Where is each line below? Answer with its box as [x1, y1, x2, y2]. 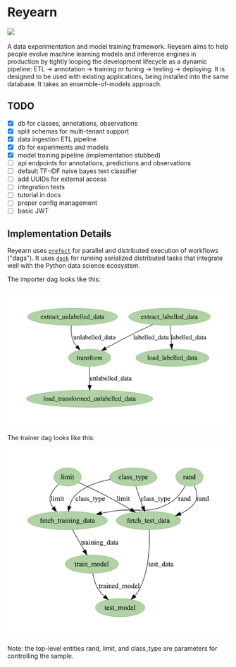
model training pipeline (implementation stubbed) [17, 151, 161, 159]
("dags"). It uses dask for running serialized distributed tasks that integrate [7, 254, 223, 262]
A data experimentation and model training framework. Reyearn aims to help [7, 42, 229, 50]
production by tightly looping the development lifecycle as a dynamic [7, 57, 208, 66]
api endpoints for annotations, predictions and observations [17, 159, 192, 167]
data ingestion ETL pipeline [17, 135, 97, 143]
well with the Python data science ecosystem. [7, 261, 141, 270]
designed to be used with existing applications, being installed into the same [7, 72, 229, 81]
